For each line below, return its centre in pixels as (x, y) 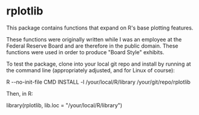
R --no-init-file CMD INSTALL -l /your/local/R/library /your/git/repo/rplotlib (98, 82)
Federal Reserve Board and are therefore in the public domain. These (92, 46)
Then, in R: (20, 93)
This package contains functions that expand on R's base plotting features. (100, 28)
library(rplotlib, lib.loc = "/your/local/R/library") (64, 105)
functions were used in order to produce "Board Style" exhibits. (85, 52)
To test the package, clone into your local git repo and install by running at (99, 64)
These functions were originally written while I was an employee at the (94, 39)
